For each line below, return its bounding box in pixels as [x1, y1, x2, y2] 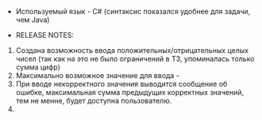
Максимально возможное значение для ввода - [15, 71, 180, 80]
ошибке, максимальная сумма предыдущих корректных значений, [15, 88, 245, 97]
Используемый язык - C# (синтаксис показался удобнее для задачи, [15, 7, 251, 16]
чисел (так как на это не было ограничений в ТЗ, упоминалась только [15, 54, 255, 63]
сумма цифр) [15, 62, 61, 72]
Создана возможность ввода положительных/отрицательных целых [15, 46, 249, 54]
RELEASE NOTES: [15, 31, 74, 39]
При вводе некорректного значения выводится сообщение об [15, 79, 228, 88]
